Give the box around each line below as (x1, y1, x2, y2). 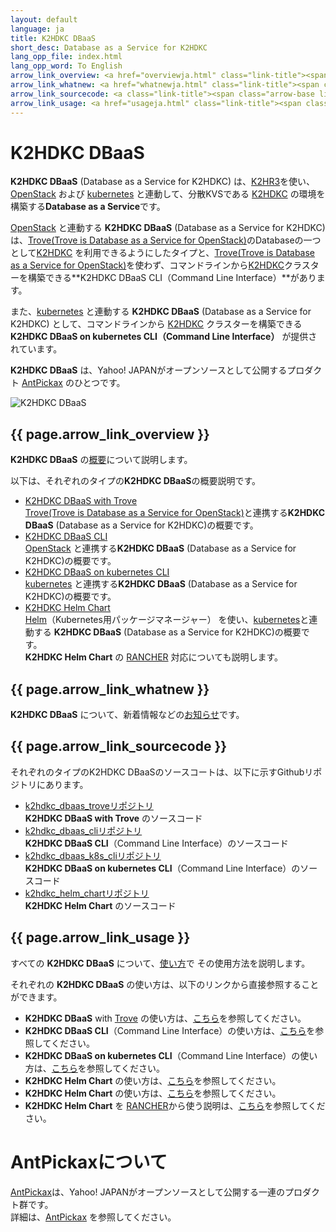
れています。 (10, 343, 63, 355)
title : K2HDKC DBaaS (10, 33, 97, 43)
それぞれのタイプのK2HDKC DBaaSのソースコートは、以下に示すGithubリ (10, 766, 314, 778)
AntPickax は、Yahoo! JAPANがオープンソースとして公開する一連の (10, 1186, 285, 1198)
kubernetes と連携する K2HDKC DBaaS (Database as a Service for (24, 578, 298, 590)
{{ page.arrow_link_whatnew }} (10, 681, 210, 698)
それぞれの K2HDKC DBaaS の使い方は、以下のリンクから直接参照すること (10, 978, 320, 990)
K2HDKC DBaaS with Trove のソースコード (24, 812, 203, 824)
